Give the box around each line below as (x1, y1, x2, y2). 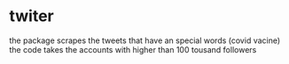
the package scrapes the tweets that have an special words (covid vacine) (9, 35, 281, 46)
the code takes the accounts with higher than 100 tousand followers (9, 44, 257, 54)
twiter (9, 6, 55, 26)
